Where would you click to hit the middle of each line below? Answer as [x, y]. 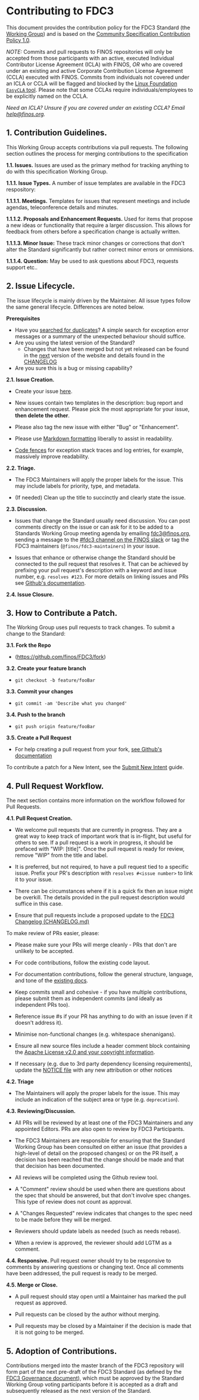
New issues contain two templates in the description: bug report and [99, 403]
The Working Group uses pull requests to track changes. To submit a [91, 627]
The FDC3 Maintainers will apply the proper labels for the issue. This [99, 479]
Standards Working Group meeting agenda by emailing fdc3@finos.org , [102, 533]
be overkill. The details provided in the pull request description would [99, 898]
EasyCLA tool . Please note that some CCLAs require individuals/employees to [100, 90]
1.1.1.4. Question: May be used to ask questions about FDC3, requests [92, 261]
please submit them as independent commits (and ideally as [88, 998]
